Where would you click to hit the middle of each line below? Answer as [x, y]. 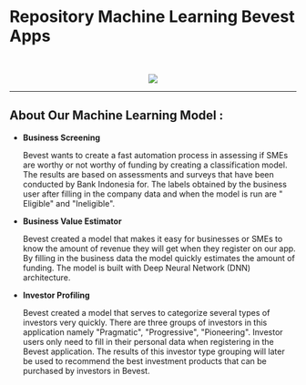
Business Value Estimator [72, 221]
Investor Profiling [56, 295]
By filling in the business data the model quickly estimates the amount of [159, 258]
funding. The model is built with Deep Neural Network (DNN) [137, 268]
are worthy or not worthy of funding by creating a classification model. [155, 165]
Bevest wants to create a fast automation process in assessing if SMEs [155, 155]
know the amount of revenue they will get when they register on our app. [159, 248]
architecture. [46, 277]
